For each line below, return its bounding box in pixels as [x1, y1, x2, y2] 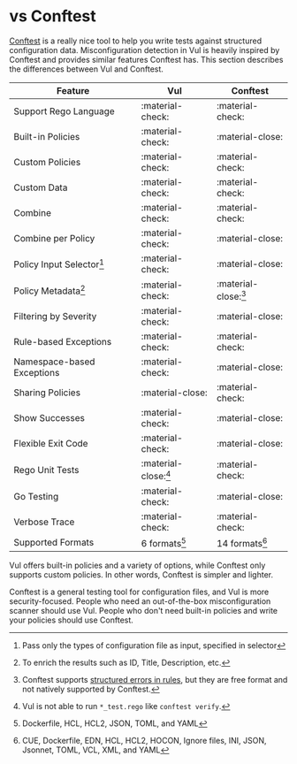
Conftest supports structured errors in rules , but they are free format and [21, 674, 288, 684]
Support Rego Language [13, 104, 115, 117]
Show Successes [13, 412, 86, 424]
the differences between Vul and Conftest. [9, 64, 164, 74]
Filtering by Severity [13, 310, 97, 323]
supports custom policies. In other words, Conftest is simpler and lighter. [9, 569, 274, 580]
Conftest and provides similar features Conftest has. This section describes [9, 54, 284, 65]
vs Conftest [9, 6, 97, 27]
